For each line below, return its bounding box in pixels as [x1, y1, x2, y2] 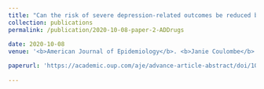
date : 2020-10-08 [8, 41, 65, 48]
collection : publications [8, 19, 93, 27]
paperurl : [8, 62, 41, 70]
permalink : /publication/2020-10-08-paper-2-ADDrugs [8, 26, 185, 34]
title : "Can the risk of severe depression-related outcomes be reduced [8, 11, 251, 20]
